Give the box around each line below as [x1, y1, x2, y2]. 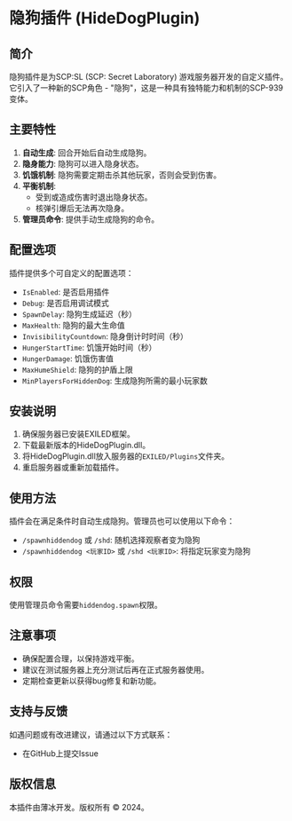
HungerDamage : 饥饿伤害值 [21, 352, 114, 364]
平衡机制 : [21, 180, 56, 191]
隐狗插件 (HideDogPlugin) [9, 8, 201, 28]
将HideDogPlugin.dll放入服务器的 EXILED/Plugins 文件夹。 [21, 451, 229, 462]
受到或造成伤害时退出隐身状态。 [35, 192, 153, 202]
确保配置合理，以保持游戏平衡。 [21, 653, 139, 664]
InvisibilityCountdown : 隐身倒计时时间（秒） [21, 330, 189, 342]
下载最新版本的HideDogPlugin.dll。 [21, 440, 151, 451]
